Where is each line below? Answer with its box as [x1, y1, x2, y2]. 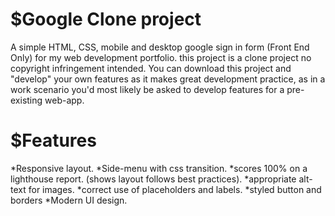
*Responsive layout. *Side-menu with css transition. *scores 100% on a [10, 162, 308, 174]
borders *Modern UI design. [10, 194, 128, 206]
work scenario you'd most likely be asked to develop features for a [10, 83, 285, 95]
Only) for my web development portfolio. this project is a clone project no [10, 51, 312, 63]
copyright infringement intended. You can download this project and [10, 62, 292, 74]
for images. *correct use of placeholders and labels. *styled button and [28, 183, 322, 195]
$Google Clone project [10, 8, 202, 31]
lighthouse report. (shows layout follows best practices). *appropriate [10, 173, 297, 185]
